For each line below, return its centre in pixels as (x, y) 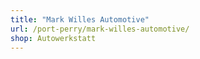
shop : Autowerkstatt (53, 38)
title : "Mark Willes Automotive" (80, 19)
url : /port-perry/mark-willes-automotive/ (100, 29)
